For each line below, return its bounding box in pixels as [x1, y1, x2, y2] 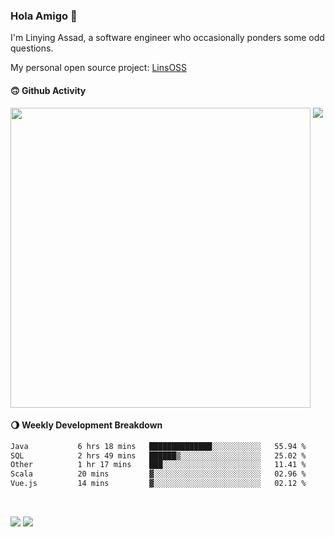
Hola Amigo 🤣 [10, 9, 78, 23]
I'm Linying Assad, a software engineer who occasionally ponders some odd [10, 32, 325, 44]
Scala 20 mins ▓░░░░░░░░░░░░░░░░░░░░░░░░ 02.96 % [10, 469, 307, 479]
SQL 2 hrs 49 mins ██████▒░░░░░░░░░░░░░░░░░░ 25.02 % [10, 450, 307, 461]
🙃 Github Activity [10, 84, 87, 96]
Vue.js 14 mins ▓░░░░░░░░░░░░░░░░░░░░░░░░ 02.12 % [10, 479, 307, 489]
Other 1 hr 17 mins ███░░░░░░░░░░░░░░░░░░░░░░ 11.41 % [10, 460, 307, 470]
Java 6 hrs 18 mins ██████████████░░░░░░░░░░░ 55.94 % [10, 441, 307, 451]
